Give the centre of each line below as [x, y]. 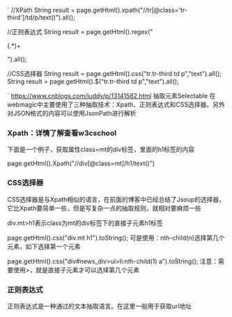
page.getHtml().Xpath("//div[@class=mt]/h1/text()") [81, 164]
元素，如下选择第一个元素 [44, 246]
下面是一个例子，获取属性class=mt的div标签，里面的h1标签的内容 [101, 150]
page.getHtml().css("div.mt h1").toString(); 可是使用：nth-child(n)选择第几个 [116, 238]
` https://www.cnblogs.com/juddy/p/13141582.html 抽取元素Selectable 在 [111, 96]
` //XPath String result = [41, 10]
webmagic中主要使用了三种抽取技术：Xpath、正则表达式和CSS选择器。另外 [116, 105]
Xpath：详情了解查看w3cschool [62, 133]
